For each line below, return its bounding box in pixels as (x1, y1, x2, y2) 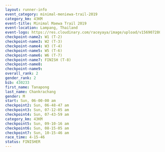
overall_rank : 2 (5, 71, 38, 76)
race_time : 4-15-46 (5, 135, 45, 140)
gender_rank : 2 (5, 76, 36, 80)
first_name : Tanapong (5, 84, 50, 90)
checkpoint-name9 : (5, 67, 43, 72)
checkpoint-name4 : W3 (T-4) (5, 44, 63, 49)
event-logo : (5, 30, 29, 35)
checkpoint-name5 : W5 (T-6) (5, 48, 63, 53)
